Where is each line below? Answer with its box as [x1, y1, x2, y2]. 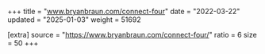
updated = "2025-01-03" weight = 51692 [7, 15, 141, 24]
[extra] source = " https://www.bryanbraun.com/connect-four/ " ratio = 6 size [7, 31, 257, 39]
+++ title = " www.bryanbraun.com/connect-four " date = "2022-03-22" [7, 7, 240, 16]
